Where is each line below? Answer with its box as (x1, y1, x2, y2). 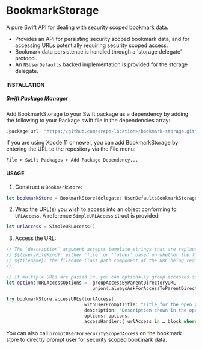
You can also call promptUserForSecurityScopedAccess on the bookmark (6, 329, 182, 336)
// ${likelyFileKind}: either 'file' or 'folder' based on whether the (6, 252, 189, 258)
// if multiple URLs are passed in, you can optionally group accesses (6, 274, 189, 280)
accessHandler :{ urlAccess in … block (84, 318, 182, 324)
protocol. (14, 54, 38, 61)
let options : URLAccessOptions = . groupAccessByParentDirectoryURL (6, 280, 176, 286)
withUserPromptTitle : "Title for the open (84, 302, 192, 308)
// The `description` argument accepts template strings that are (6, 247, 176, 253)
